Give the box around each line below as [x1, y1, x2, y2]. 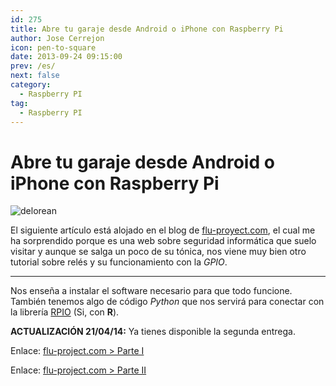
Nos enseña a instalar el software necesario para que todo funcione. [10, 285, 293, 297]
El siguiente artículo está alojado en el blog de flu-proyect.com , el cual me [10, 224, 316, 236]
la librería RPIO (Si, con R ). [10, 306, 120, 318]
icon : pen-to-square [10, 42, 97, 53]
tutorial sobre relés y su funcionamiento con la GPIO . [10, 256, 228, 268]
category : [10, 80, 52, 90]
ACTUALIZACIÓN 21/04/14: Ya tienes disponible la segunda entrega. [10, 326, 297, 338]
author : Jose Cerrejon [10, 33, 105, 43]
